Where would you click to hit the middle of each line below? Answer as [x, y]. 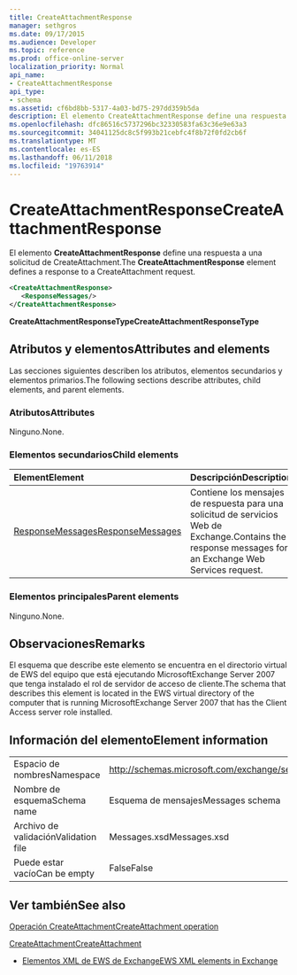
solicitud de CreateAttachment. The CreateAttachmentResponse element [143, 262]
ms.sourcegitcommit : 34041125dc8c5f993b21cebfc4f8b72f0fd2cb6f [128, 133]
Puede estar [39, 862]
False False [131, 868]
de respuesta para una [237, 503]
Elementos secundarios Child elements [94, 455]
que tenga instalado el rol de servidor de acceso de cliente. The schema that [148, 684]
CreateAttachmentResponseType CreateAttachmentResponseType [134, 321]
